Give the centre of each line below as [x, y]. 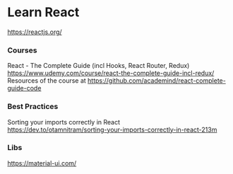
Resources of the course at [47, 81]
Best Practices [33, 107]
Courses [22, 50]
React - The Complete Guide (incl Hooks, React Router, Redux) [98, 66]
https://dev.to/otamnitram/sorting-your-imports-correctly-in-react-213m [112, 129]
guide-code [24, 88]
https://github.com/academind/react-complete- [156, 81]
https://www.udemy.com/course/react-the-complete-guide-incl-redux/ [111, 73]
